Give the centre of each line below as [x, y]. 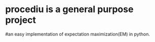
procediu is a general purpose [69, 9]
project [21, 20]
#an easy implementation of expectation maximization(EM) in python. [78, 34]
